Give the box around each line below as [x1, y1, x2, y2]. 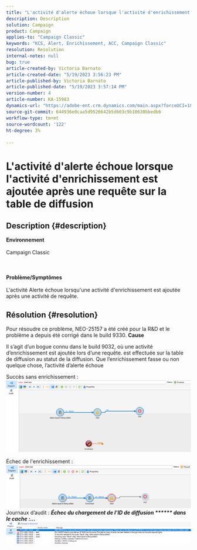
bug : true [6, 59, 30, 65]
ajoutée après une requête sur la [6, 185, 167, 198]
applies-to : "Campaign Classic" [6, 34, 85, 41]
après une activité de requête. [6, 293, 79, 300]
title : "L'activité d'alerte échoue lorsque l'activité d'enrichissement [6, 9, 191, 15]
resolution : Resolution [6, 47, 64, 53]
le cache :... [6, 515, 36, 522]
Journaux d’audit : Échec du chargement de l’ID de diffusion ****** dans [6, 509, 186, 516]
